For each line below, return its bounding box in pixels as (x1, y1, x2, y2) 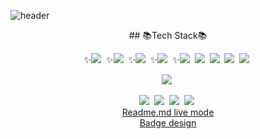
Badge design (139, 117, 197, 129)
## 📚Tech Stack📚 (128, 30, 208, 41)
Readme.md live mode (121, 106, 215, 118)
